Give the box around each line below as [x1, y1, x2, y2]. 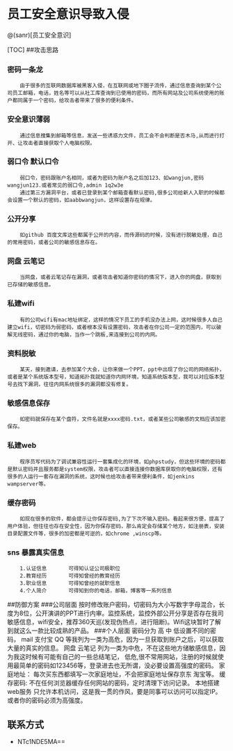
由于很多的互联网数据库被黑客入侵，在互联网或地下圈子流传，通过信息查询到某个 [19, 82, 217, 89]
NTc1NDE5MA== [17, 738, 66, 746]
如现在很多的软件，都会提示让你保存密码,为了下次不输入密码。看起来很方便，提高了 [19, 515, 225, 522]
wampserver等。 [7, 480, 49, 488]
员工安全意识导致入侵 [7, 6, 130, 22]
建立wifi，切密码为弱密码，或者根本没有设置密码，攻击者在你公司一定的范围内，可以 [7, 323, 217, 331]
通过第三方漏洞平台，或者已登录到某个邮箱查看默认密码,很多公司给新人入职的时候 [19, 189, 220, 196]
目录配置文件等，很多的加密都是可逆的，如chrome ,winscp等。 [7, 530, 165, 537]
